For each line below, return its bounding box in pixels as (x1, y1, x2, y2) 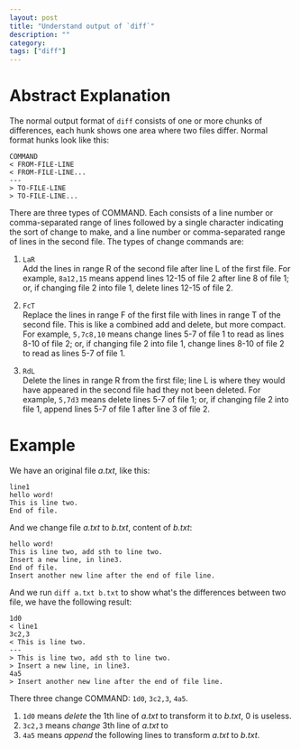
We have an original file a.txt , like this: (9, 466, 150, 476)
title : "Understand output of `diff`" (9, 22, 155, 31)
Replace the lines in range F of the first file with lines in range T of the (22, 310, 281, 320)
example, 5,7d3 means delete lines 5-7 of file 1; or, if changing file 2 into (22, 394, 289, 405)
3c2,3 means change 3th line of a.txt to (22, 720, 168, 731)
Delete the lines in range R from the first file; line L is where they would (22, 375, 286, 386)
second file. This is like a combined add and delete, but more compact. (22, 319, 286, 330)
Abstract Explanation (9, 86, 171, 106)
